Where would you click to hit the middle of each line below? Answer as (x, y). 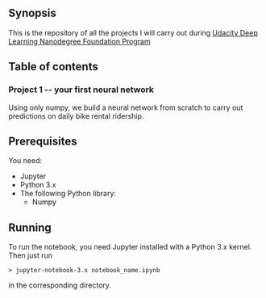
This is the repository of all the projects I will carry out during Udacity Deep (133, 32)
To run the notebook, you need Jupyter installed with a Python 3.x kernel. (130, 247)
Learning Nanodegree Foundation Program (79, 41)
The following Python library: (68, 194)
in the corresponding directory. (60, 285)
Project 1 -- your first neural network (81, 90)
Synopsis (32, 13)
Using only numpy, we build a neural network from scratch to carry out (126, 107)
